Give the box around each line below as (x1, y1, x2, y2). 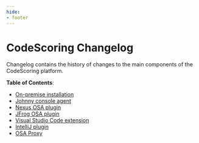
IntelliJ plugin (15, 123, 49, 131)
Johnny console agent (15, 97, 72, 105)
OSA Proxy (15, 130, 43, 137)
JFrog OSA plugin (15, 110, 60, 117)
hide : (6, 9, 20, 15)
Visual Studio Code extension (15, 117, 89, 124)
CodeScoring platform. (6, 68, 64, 75)
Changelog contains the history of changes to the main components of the (6, 61, 194, 68)
